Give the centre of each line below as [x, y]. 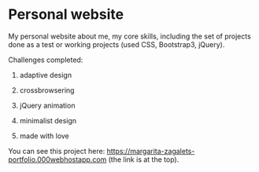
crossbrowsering [47, 90]
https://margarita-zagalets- [151, 151]
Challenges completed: [46, 60]
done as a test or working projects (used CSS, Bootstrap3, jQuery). [117, 44]
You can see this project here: [57, 151]
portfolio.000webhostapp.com [57, 159]
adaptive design [46, 75]
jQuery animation [47, 105]
